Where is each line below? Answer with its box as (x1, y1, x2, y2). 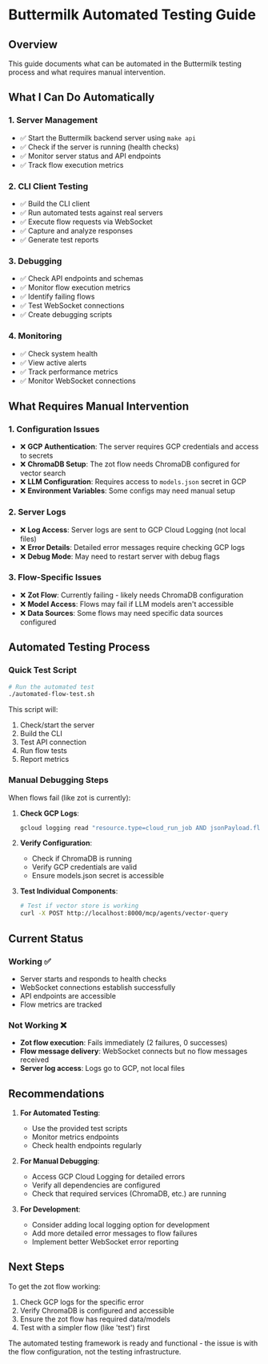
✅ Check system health (19, 348, 98, 358)
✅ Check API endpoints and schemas (19, 274, 144, 283)
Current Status (8, 931, 84, 945)
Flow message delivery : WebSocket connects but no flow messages (19, 1046, 248, 1057)
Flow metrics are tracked (19, 1000, 102, 1009)
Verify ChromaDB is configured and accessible (19, 1305, 174, 1315)
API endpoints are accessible (19, 991, 116, 1000)
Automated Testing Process (8, 641, 150, 654)
